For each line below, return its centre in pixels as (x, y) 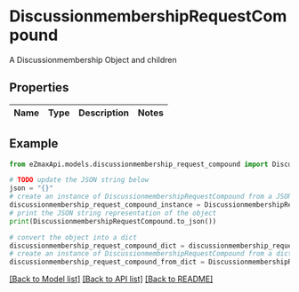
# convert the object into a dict (73, 237)
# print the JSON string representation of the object (113, 213)
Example (34, 144)
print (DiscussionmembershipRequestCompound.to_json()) (113, 221)
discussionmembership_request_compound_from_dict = (107, 262)
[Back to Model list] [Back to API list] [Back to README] (111, 279)
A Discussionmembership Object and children (93, 59)
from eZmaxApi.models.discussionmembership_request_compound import (139, 164)
